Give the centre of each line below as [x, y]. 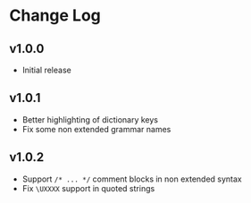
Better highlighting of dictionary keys [90, 119]
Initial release [46, 70]
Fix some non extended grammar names [96, 129]
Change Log [55, 16]
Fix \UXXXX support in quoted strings [88, 188]
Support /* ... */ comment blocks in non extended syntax [132, 179]
